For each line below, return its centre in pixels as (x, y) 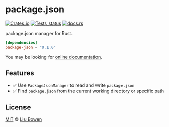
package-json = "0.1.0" (31, 47)
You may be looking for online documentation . (54, 57)
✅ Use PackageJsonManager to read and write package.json (74, 85)
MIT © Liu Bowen (24, 119)
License (18, 107)
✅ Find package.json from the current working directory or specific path (88, 91)
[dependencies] (21, 42)
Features (20, 73)
